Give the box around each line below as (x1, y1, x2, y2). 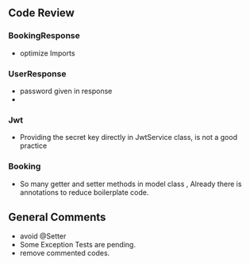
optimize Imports (19, 48, 75, 58)
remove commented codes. (19, 248, 110, 258)
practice (19, 141, 48, 150)
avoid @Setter (19, 231, 67, 241)
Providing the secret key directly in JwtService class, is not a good (19, 133, 238, 142)
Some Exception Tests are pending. (19, 240, 137, 250)
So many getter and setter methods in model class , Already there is (19, 179, 242, 188)
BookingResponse (8, 30, 81, 41)
